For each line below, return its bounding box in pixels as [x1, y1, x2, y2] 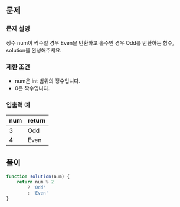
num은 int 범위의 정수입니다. [14, 77, 81, 84]
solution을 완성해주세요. [6, 47, 62, 54]
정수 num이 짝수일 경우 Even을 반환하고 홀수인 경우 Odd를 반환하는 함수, [6, 39, 174, 46]
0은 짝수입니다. [14, 84, 50, 91]
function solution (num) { [6, 173, 70, 180]
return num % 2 [17, 179, 54, 185]
